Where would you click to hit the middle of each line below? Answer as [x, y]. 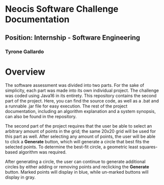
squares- [148, 147]
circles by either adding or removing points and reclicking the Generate [77, 167]
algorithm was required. [43, 152]
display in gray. [20, 177]
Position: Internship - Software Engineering [73, 38]
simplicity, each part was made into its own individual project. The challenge [82, 91]
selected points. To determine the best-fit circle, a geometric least [72, 147]
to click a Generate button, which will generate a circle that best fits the [77, 142]
